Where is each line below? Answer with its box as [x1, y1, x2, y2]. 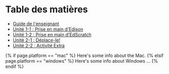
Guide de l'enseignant [12, 21, 59, 27]
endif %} [5, 63, 24, 69]
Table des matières [5, 4, 88, 15]
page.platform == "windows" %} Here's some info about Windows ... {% [5, 58, 158, 64]
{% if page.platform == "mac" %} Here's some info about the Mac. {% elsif [5, 52, 164, 59]
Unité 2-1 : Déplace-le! [12, 37, 60, 43]
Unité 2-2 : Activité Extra [12, 42, 65, 48]
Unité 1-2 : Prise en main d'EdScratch [12, 31, 92, 38]
